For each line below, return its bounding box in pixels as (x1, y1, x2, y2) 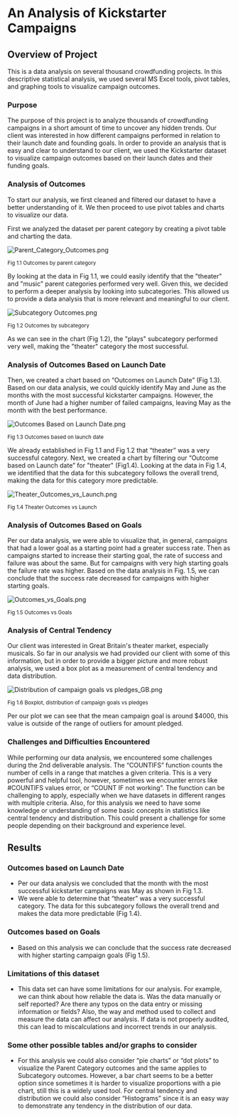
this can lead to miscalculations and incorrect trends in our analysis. (17, 1022, 217, 1031)
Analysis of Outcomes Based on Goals (7, 520, 142, 530)
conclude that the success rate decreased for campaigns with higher (7, 574, 210, 583)
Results (7, 842, 42, 854)
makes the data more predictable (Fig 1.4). (17, 910, 142, 918)
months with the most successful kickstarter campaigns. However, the (7, 391, 213, 399)
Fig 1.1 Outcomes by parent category (7, 259, 97, 266)
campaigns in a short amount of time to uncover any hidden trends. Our (7, 124, 217, 132)
